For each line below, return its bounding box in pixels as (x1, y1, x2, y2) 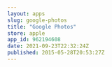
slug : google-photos (7, 17, 68, 24)
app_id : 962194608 (7, 36, 61, 43)
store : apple (7, 29, 45, 37)
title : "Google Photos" (7, 23, 77, 30)
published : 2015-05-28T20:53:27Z (7, 50, 105, 57)
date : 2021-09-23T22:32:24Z (7, 43, 90, 50)
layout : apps (7, 10, 45, 17)
